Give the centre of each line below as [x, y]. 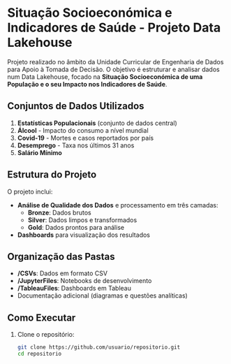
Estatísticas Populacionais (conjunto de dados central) [97, 123]
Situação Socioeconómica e [90, 13]
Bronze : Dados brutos [60, 212]
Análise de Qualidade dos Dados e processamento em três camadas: [118, 205]
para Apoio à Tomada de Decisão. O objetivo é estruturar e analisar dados [113, 69]
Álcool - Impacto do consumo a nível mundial [83, 130]
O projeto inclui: [30, 191]
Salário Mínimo [40, 152]
